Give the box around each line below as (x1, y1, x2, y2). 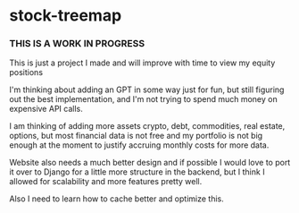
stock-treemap (9, 5, 122, 26)
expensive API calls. (9, 104, 83, 115)
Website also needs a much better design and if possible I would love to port (9, 158, 291, 168)
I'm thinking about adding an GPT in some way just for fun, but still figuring (9, 84, 285, 95)
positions (9, 67, 43, 78)
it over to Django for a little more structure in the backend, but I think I (9, 166, 265, 177)
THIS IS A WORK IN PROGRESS (9, 38, 145, 50)
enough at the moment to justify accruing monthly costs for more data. (9, 140, 270, 150)
